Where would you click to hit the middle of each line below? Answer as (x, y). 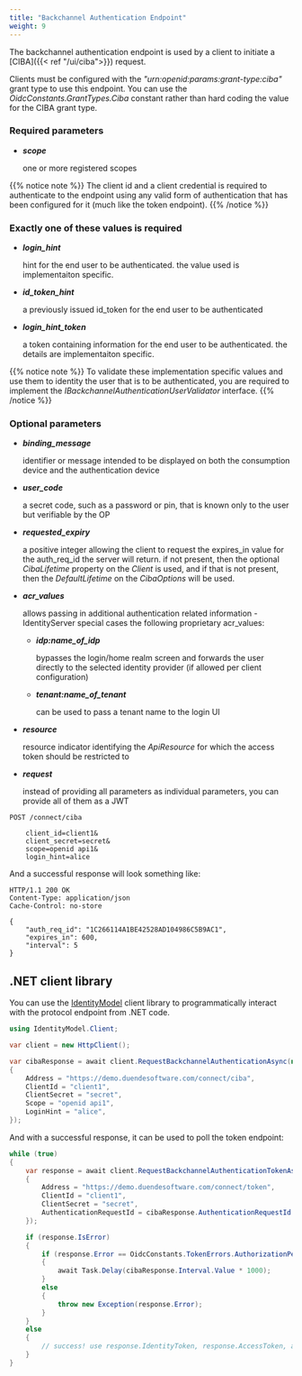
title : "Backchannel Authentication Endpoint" (98, 18)
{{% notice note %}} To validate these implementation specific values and (146, 372)
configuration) (62, 677)
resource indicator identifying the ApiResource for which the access (148, 747)
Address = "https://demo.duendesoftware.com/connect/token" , (159, 1188)
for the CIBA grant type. (53, 107)
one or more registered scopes (80, 168)
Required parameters (57, 131)
